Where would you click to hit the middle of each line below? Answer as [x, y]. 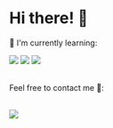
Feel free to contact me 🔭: [56, 87]
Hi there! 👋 [49, 18]
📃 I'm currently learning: [53, 43]
